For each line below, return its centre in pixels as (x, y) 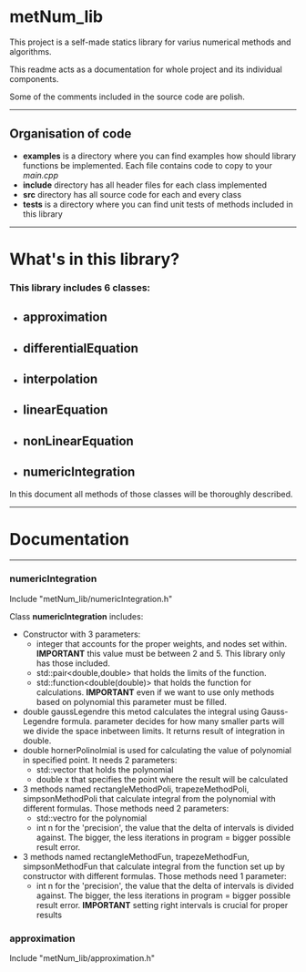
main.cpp (41, 175)
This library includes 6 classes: (80, 287)
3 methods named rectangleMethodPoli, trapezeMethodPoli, (136, 789)
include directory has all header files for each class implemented (144, 185)
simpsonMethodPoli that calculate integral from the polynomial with (149, 798)
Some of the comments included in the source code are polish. (127, 97)
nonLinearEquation (78, 440)
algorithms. (31, 51)
